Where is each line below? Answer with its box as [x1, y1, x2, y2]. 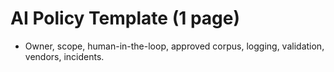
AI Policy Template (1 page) [10, 7, 240, 30]
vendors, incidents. [24, 50, 105, 62]
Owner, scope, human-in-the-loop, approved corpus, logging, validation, [24, 40, 325, 52]
